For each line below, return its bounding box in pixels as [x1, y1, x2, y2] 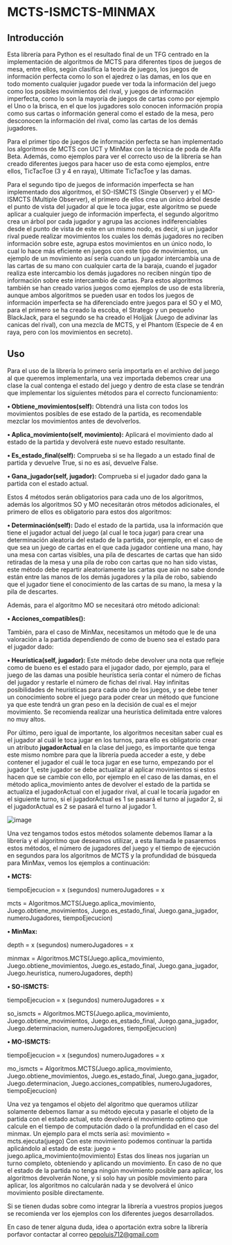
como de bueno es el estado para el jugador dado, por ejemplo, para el [7, 663, 210, 671]
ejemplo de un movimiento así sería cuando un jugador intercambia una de [7, 254, 220, 262]
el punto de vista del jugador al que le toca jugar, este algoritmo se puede [7, 203, 217, 210]
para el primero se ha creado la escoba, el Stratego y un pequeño [7, 306, 195, 314]
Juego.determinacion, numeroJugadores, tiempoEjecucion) [7, 1023, 177, 1032]
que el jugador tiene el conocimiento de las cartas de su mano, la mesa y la [7, 580, 222, 588]
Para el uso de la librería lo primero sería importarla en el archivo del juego [7, 366, 220, 375]
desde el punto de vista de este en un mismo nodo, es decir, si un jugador [7, 225, 218, 233]
